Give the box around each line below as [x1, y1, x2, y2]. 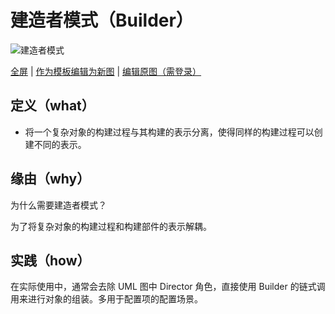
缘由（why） [10, 171, 91, 188]
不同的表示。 [33, 138, 87, 150]
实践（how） [10, 252, 91, 269]
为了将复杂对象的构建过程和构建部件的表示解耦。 [10, 220, 212, 232]
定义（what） [10, 97, 95, 115]
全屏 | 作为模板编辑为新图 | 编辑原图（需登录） [10, 65, 202, 77]
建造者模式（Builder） [10, 9, 194, 32]
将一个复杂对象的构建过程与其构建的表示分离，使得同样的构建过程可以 [24, 126, 315, 138]
